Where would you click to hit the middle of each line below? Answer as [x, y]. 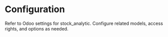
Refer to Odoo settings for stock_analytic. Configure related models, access [84, 23]
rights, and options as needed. [37, 28]
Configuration [35, 9]
